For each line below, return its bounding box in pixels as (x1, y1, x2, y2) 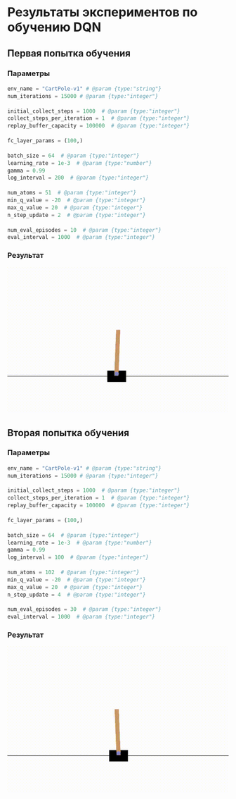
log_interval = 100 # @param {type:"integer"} (7, 554, 150, 561)
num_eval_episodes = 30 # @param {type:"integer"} (7, 606, 162, 613)
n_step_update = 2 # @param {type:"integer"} (7, 211, 146, 218)
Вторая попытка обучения (7, 427, 130, 439)
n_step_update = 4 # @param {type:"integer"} (7, 591, 146, 598)
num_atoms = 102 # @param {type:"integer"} (7, 569, 140, 576)
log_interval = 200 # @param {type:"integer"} (7, 174, 150, 182)
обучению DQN (7, 19, 102, 35)
